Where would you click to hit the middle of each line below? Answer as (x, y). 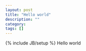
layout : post (19, 10)
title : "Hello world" (28, 15)
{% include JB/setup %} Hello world (43, 43)
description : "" (22, 19)
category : (16, 24)
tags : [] (15, 29)
